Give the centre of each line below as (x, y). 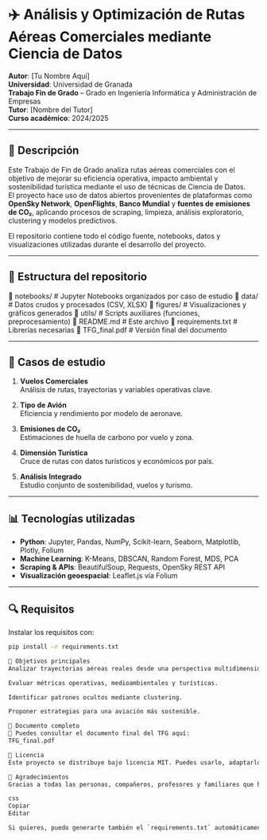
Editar (19, 814)
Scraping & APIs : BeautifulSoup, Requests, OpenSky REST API (122, 567)
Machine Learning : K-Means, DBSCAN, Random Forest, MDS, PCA (129, 559)
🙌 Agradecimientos (39, 777)
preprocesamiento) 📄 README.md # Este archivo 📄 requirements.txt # (123, 321)
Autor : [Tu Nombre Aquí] (49, 76)
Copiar (19, 806)
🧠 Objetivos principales (49, 661)
